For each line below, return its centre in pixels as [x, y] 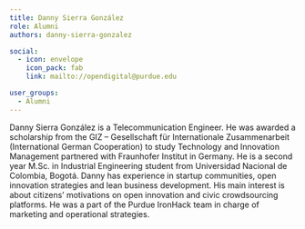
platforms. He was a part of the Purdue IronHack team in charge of [134, 204]
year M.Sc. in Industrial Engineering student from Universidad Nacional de [148, 165]
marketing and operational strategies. [80, 214]
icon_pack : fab [55, 68]
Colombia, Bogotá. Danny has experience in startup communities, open [143, 175]
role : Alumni [34, 26]
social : [24, 51]
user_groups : [34, 93]
